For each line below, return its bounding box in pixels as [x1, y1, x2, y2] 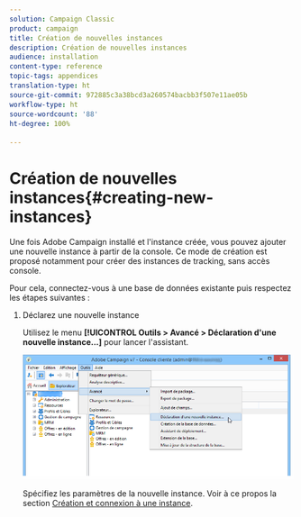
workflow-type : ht [9, 100, 78, 109]
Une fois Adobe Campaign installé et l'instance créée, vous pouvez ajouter [9, 237, 287, 248]
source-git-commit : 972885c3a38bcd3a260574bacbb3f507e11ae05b [9, 90, 248, 99]
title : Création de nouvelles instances [9, 33, 164, 42]
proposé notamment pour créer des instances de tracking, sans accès [9, 256, 270, 267]
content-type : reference [9, 62, 103, 71]
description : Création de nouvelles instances [9, 43, 187, 52]
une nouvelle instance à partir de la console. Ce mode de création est [9, 246, 268, 257]
